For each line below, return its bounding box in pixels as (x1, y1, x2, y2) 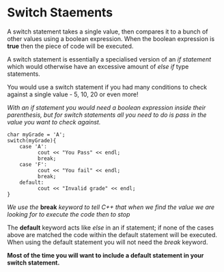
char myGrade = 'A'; (7, 131, 66, 138)
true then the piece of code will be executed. (7, 42, 134, 50)
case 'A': (19, 143, 48, 150)
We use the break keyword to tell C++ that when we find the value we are (7, 203, 215, 211)
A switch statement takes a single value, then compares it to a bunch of (7, 27, 208, 36)
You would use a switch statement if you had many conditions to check (7, 83, 207, 91)
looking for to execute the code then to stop (7, 210, 130, 218)
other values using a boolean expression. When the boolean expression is (7, 34, 215, 42)
